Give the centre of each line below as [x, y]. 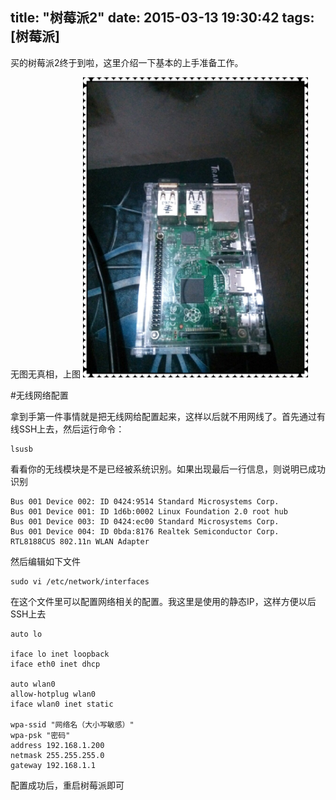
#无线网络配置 [39, 395]
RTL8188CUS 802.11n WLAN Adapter [80, 541]
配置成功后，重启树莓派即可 [67, 785]
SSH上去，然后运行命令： [71, 429]
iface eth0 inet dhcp [55, 664]
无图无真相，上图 [45, 374]
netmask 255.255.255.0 [57, 755]
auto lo [26, 634]
